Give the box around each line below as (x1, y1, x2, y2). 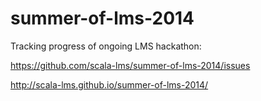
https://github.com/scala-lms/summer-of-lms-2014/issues (10, 59, 251, 71)
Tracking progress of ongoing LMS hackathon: (10, 40, 202, 52)
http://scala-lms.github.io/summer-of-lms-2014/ (10, 78, 209, 91)
